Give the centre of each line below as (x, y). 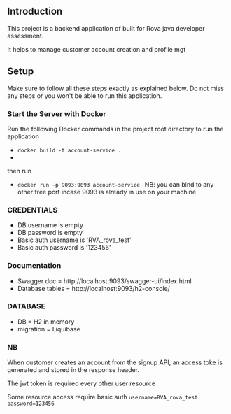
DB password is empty (50, 233)
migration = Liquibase (49, 329)
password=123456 (31, 404)
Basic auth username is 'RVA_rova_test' (74, 240)
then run (20, 171)
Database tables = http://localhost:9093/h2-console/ (93, 288)
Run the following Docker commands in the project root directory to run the (115, 129)
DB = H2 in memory (46, 322)
